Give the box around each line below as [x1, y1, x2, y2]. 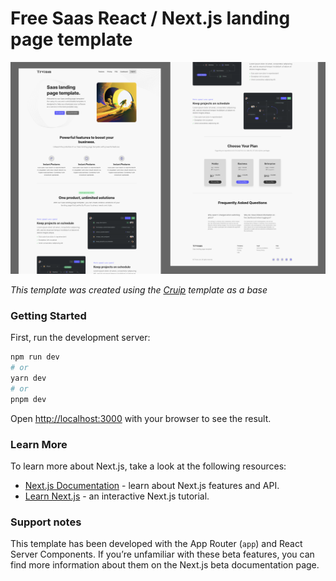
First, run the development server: [10, 332, 151, 344]
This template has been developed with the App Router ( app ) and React [10, 538, 303, 550]
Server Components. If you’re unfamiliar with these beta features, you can [10, 548, 315, 561]
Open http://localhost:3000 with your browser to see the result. [10, 412, 272, 424]
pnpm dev [10, 394, 47, 404]
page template [10, 28, 133, 51]
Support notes [10, 515, 82, 529]
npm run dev [10, 352, 60, 362]
